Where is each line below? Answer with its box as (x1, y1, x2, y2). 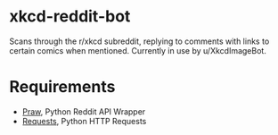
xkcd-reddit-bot (9, 6, 131, 27)
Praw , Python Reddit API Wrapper (21, 105, 146, 117)
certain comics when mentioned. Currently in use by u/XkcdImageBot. (9, 45, 267, 55)
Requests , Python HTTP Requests (21, 115, 147, 126)
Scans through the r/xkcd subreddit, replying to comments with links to (9, 36, 270, 46)
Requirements (9, 77, 116, 97)
